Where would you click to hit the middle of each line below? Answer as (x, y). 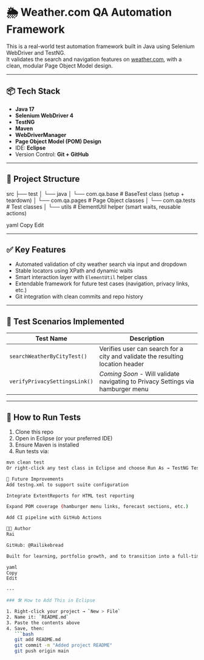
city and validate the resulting (141, 356)
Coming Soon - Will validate (140, 374)
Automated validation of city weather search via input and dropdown (101, 264)
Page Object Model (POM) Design (58, 141)
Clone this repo (34, 432)
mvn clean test (25, 462)
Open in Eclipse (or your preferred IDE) (64, 438)
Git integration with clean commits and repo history (79, 297)
